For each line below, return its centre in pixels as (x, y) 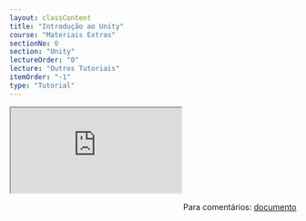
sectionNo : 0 (34, 43)
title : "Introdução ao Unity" (67, 26)
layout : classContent (51, 18)
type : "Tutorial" (42, 85)
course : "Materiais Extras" (63, 35)
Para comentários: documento (240, 206)
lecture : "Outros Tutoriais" (65, 69)
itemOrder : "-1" (40, 77)
